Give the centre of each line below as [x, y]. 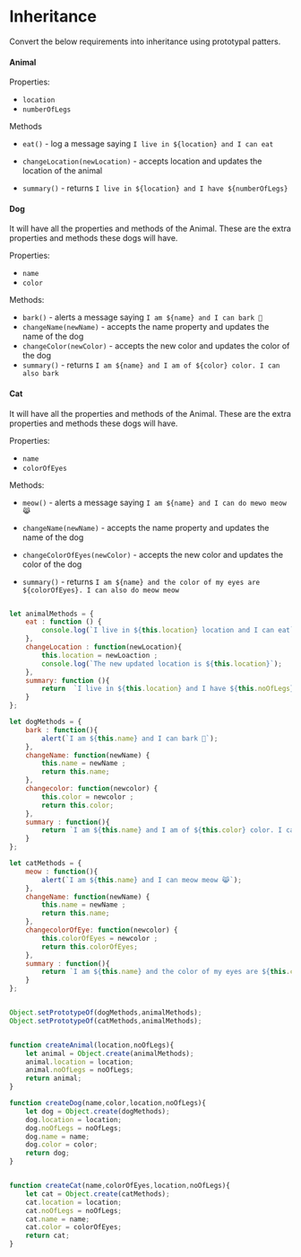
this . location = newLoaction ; [100, 655]
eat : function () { [64, 622]
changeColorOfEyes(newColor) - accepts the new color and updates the [153, 554]
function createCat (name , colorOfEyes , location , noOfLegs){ [120, 1186]
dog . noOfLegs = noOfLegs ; [74, 1128]
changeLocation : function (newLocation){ [103, 647]
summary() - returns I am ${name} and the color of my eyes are [141, 581]
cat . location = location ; [74, 1202]
